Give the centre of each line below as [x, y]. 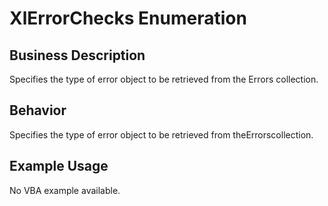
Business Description [77, 55]
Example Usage [59, 166]
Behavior [38, 110]
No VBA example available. [65, 190]
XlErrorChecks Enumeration [128, 18]
